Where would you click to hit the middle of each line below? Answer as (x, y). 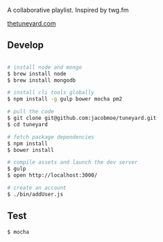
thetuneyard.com (32, 23)
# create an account (37, 188)
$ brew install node (37, 74)
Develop (25, 45)
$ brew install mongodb (42, 80)
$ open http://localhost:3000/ (52, 175)
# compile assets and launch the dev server (72, 162)
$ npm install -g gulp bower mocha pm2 (65, 99)
